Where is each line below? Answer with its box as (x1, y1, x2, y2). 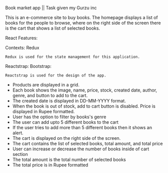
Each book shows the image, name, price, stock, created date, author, (12, 87, 157, 93)
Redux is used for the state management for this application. (5, 54, 140, 59)
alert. (12, 130, 24, 136)
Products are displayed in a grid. (12, 82, 80, 88)
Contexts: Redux (5, 45, 40, 50)
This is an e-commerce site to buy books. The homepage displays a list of (5, 15, 158, 20)
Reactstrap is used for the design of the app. (5, 73, 107, 78)
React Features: (5, 35, 38, 41)
